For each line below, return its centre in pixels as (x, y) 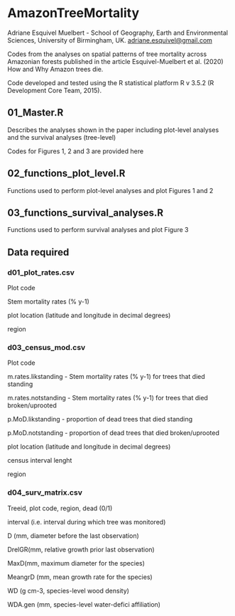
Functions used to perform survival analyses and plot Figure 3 (98, 230)
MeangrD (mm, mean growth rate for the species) (80, 577)
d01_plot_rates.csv (41, 273)
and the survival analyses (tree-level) (62, 137)
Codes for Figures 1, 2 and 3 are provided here (76, 151)
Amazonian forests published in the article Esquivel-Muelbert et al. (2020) (115, 61)
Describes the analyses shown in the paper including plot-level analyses (113, 130)
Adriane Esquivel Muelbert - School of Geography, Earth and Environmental (118, 33)
